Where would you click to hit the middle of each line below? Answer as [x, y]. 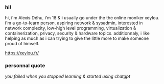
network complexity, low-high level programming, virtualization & [70, 28]
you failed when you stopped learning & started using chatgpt [68, 76]
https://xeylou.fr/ [22, 53]
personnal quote [25, 66]
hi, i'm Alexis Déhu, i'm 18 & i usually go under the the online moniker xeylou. [82, 18]
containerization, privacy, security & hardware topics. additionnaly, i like [78, 34]
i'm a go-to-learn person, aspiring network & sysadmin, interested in [74, 23]
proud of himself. [22, 44]
